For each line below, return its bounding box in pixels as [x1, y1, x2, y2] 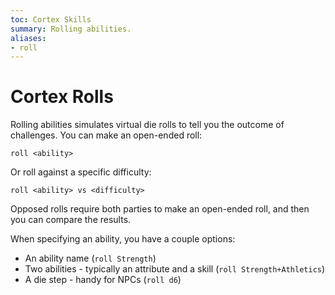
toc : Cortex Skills [10, 14, 92, 25]
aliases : [10, 33, 47, 43]
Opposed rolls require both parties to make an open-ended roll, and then [10, 203, 310, 215]
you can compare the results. [10, 214, 132, 226]
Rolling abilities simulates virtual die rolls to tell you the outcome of [10, 119, 285, 131]
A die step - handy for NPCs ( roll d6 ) [24, 274, 182, 286]
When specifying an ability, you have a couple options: [10, 233, 236, 245]
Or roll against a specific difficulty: [10, 166, 152, 178]
